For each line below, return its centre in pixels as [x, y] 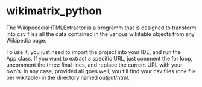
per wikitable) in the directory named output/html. [68, 77]
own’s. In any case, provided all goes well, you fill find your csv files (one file [101, 71]
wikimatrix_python [54, 11]
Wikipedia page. [27, 40]
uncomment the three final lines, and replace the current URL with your [94, 65]
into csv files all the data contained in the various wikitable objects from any [100, 34]
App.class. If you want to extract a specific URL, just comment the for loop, [99, 58]
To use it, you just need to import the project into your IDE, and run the [93, 52]
